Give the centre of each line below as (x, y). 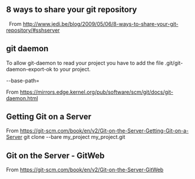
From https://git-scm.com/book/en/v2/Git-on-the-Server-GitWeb (85, 170)
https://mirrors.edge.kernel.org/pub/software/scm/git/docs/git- (97, 92)
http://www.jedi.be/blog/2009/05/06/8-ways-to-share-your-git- (100, 24)
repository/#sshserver (33, 30)
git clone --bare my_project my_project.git (74, 137)
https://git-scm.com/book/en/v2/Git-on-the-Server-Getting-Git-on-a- (104, 131)
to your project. (72, 69)
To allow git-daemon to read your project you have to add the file (85, 63)
